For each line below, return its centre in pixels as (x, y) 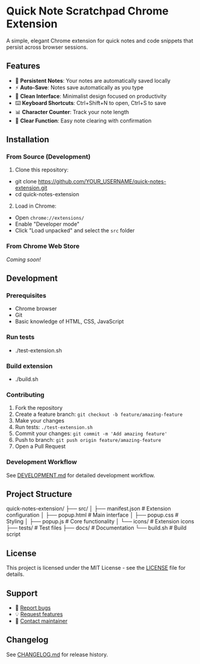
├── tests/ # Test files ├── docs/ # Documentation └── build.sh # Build (96, 528)
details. (15, 574)
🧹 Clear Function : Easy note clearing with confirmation (83, 120)
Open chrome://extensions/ (49, 218)
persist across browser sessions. (47, 47)
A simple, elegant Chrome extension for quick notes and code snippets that (100, 40)
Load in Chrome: (36, 206)
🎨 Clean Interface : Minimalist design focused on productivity (91, 96)
